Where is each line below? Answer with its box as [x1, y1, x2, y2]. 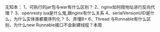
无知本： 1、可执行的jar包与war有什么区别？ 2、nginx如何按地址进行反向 [5, 4, 151, 10]
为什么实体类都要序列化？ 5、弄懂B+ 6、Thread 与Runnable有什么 [13, 16, 147, 21]
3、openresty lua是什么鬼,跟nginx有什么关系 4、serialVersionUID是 [14, 10, 150, 16]
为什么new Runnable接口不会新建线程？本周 [13, 22, 102, 28]
